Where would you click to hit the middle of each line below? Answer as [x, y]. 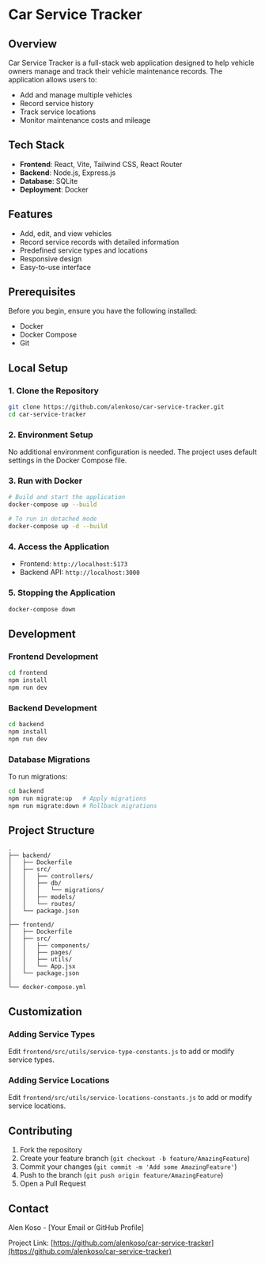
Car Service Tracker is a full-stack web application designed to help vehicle [131, 63]
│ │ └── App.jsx [42, 967]
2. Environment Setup [51, 435]
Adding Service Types [52, 1034]
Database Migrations [49, 760]
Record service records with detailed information [99, 242]
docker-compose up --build [53, 504]
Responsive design [51, 258]
